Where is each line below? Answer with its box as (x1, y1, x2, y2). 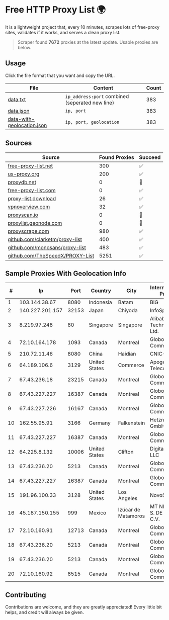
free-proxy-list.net (8, 162, 53, 169)
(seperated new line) (65, 99, 115, 106)
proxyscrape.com (8, 227, 49, 234)
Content (93, 84, 114, 91)
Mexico (89, 509, 107, 516)
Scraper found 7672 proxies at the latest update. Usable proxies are (17, 39, 158, 45)
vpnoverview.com (8, 203, 50, 210)
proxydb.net (8, 179, 37, 186)
